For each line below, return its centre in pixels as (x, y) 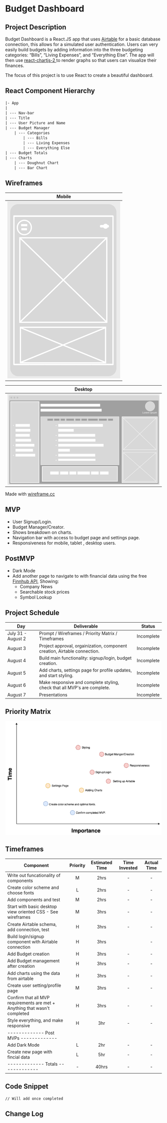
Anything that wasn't (28, 1008)
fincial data (19, 1057)
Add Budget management (33, 961)
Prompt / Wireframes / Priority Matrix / (78, 634)
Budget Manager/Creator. (38, 527)
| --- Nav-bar (20, 113)
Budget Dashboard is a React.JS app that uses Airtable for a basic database (83, 39)
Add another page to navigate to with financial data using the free (80, 576)
